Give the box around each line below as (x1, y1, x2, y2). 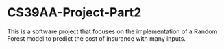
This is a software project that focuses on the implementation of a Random (7, 27, 218, 35)
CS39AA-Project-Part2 (7, 5, 142, 20)
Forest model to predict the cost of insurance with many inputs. (7, 34, 186, 42)
